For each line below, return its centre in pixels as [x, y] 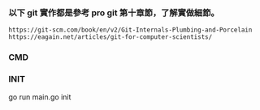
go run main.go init [40, 97]
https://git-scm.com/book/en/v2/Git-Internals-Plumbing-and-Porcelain [130, 30]
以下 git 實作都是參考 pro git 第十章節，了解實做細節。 [114, 12]
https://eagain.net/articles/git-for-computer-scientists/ [110, 37]
